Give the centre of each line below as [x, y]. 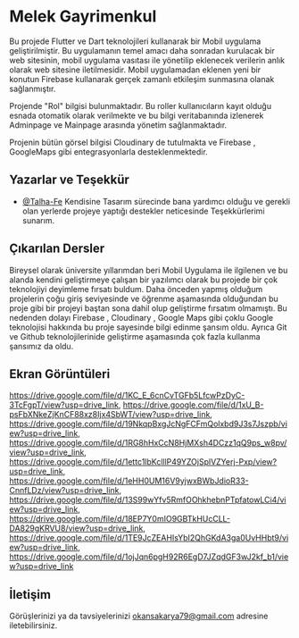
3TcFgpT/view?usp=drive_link [64, 405]
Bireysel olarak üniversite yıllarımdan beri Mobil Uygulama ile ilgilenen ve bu [149, 270]
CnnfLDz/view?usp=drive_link [64, 491]
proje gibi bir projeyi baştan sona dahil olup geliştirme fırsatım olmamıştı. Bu [148, 308]
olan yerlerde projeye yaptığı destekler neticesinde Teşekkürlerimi [143, 211]
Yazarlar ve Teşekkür [69, 180]
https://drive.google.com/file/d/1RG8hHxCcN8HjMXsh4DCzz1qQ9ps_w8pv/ [148, 443]
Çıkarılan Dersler [57, 249]
